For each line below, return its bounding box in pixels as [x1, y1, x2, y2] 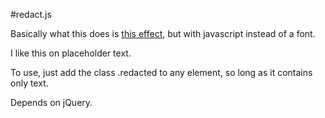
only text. [10, 77, 49, 89]
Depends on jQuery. [10, 97, 93, 108]
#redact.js [10, 9, 52, 20]
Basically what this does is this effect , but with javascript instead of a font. [10, 28, 316, 39]
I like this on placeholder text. [10, 47, 132, 59]
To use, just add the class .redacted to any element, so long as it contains [10, 67, 313, 78]
